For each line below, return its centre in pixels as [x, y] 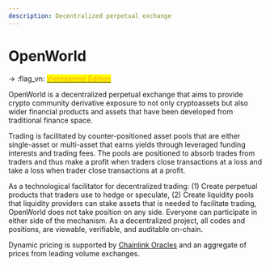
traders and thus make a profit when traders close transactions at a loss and [135, 161]
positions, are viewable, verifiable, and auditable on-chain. [106, 229]
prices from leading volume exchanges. [74, 253]
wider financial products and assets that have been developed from [121, 111]
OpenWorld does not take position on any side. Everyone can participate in [133, 212]
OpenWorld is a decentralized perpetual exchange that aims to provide [126, 94]
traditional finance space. [51, 120]
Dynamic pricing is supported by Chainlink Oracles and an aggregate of [127, 245]
